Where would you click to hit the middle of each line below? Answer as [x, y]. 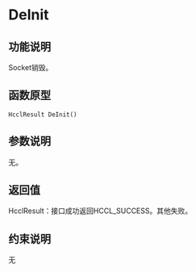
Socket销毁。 [31, 67]
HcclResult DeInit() [43, 115]
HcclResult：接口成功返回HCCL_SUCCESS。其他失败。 [100, 211]
